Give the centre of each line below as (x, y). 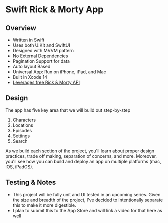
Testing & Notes (31, 183)
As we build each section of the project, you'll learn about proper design (80, 151)
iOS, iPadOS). (19, 167)
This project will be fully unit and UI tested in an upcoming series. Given (87, 194)
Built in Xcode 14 (30, 77)
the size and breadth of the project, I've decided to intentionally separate (88, 200)
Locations (23, 125)
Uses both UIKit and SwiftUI (41, 45)
